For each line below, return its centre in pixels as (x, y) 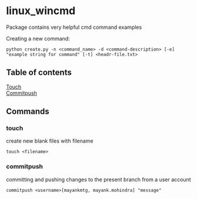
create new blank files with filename (50, 141)
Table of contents (39, 73)
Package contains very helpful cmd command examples (74, 27)
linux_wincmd (41, 11)
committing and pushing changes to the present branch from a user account (98, 179)
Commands (28, 112)
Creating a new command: (38, 38)
